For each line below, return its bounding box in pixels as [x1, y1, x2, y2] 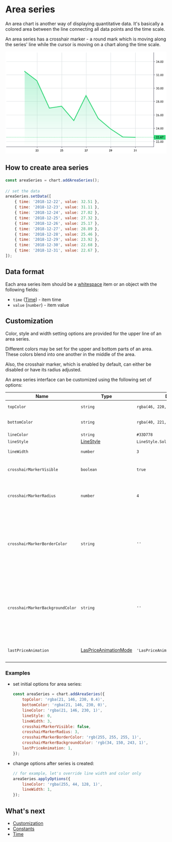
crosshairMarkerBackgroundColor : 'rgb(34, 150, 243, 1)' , [22, 740, 148, 746]
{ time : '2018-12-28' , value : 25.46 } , [14, 231, 100, 237]
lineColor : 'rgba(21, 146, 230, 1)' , [22, 708, 103, 713]
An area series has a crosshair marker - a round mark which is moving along [5, 36, 166, 42]
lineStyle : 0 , [22, 713, 52, 718]
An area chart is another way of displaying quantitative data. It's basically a [5, 20, 164, 27]
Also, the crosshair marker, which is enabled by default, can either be [5, 361, 152, 367]
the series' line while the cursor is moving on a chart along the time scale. [5, 41, 161, 47]
